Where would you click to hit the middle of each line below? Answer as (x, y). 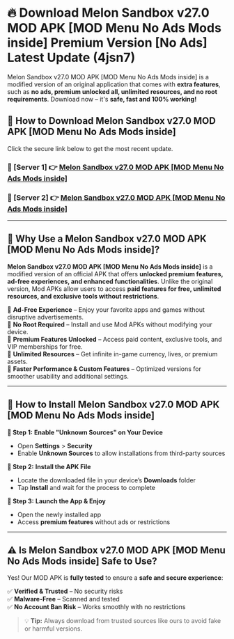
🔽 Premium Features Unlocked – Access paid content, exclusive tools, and (115, 339)
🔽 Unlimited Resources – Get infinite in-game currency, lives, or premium (112, 354)
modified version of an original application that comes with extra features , (114, 84)
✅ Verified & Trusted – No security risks (65, 591)
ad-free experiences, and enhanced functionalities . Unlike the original (110, 281)
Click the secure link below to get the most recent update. (90, 148)
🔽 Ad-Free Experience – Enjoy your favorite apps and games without (106, 309)
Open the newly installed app (59, 514)
